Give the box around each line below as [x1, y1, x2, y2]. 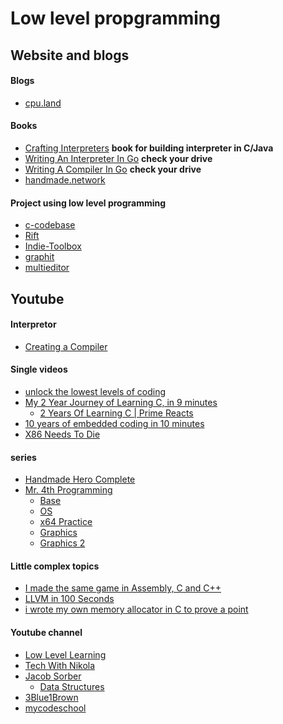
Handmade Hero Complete [24, 473, 136, 486]
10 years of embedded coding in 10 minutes [24, 417, 205, 429]
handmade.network [24, 173, 106, 186]
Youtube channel [10, 626, 83, 638]
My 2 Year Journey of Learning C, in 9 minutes [24, 396, 218, 408]
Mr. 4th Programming [24, 484, 113, 496]
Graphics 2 [39, 537, 86, 549]
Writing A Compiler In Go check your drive [24, 163, 202, 175]
